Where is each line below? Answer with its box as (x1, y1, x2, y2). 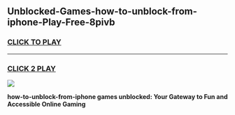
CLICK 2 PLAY (7, 63, 56, 73)
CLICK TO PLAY (7, 38, 62, 47)
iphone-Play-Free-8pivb (7, 17, 115, 29)
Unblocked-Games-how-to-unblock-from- (7, 6, 197, 17)
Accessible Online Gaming (7, 100, 86, 108)
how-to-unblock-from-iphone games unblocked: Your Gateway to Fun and (7, 92, 228, 100)
